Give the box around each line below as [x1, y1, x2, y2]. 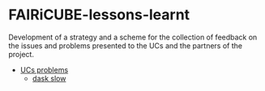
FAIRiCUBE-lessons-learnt [8, 6, 190, 24]
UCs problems [19, 64, 69, 74]
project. [8, 49, 35, 59]
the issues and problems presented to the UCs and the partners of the [8, 40, 243, 50]
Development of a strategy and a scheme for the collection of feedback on [8, 32, 258, 42]
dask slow [32, 73, 66, 83]
